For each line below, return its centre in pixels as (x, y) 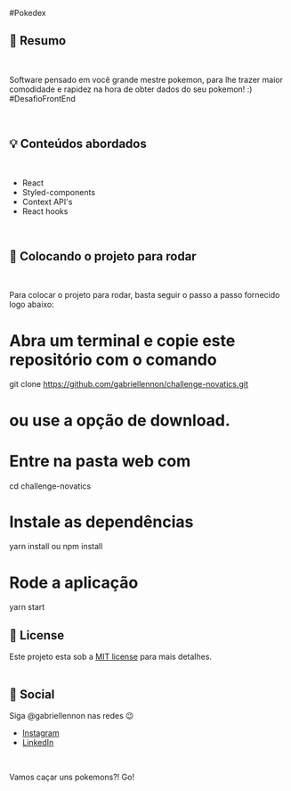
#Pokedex (28, 13)
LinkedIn (38, 742)
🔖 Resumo (38, 41)
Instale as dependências (101, 522)
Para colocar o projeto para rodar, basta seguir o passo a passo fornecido (145, 295)
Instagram (40, 733)
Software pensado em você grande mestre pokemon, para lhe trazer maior (146, 79)
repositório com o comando (113, 359)
